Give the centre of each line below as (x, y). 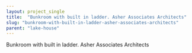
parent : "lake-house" (33, 28)
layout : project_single (36, 11)
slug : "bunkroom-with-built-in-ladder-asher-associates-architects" (92, 22)
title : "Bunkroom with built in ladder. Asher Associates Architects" (96, 17)
